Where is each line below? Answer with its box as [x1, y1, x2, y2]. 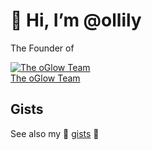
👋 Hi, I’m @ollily [10, 9, 142, 32]
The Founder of [10, 42, 75, 54]
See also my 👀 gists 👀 [10, 127, 100, 139]
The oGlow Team [10, 72, 81, 84]
